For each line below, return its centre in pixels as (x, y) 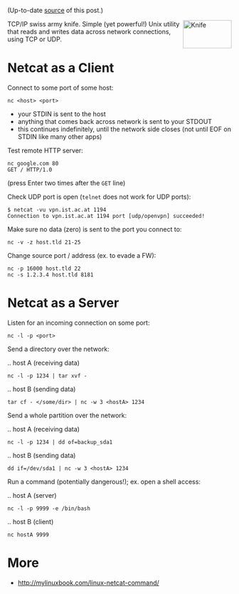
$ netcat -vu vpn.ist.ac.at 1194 (57, 209)
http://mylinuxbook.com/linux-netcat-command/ (89, 583)
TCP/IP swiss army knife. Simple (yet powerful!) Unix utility (94, 24)
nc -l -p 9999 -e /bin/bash (49, 509)
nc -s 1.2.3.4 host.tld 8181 (51, 275)
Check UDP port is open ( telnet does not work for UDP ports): (99, 197)
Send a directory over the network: (59, 349)
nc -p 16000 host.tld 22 (44, 269)
